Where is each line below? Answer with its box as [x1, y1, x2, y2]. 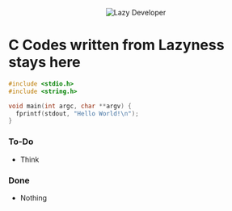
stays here [8, 53, 81, 72]
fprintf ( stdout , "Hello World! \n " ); [15, 109, 139, 117]
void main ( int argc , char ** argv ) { [8, 102, 132, 110]
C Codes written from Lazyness [8, 36, 225, 54]
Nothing [19, 192, 47, 202]
